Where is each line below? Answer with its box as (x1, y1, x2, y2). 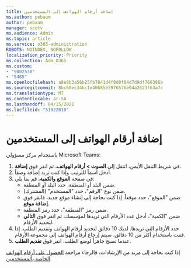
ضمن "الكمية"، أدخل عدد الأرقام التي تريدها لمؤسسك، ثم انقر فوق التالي (23, 212, 180, 220)
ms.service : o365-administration (6, 42, 88, 48)
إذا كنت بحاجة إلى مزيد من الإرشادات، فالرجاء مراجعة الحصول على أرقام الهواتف (6, 249, 180, 256)
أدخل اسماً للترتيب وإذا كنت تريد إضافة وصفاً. (14, 169, 112, 176)
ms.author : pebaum (6, 14, 51, 20)
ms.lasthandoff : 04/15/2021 (6, 101, 75, 107)
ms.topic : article (6, 36, 51, 42)
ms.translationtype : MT (6, 90, 64, 96)
